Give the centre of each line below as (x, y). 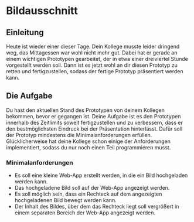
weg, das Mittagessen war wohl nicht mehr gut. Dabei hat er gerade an (92, 53)
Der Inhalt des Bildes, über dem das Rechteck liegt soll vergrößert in (97, 207)
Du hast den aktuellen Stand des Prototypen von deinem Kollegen (86, 110)
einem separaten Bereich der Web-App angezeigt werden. (85, 213)
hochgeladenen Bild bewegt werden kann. (65, 200)
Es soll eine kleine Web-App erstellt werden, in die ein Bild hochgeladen (101, 175)
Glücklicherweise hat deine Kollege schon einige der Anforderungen (89, 141)
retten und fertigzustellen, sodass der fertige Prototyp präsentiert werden (95, 71)
